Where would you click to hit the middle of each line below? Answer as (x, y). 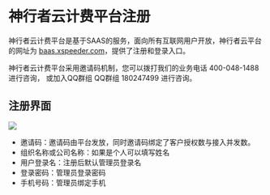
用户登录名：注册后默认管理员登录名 (81, 162)
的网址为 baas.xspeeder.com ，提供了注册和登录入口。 (99, 50)
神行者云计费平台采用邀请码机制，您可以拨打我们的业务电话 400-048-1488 (134, 68)
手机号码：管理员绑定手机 (63, 182)
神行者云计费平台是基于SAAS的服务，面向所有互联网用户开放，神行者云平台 (135, 40)
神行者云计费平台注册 (80, 17)
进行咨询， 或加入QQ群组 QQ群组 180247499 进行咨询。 (103, 78)
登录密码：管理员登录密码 (63, 172)
